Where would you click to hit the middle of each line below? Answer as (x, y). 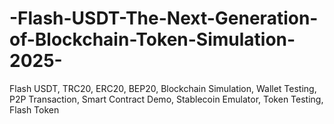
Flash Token (34, 109)
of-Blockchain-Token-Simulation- (152, 39)
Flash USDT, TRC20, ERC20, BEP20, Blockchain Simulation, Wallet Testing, (163, 88)
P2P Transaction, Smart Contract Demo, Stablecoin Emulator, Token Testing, (166, 99)
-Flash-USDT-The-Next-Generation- (164, 18)
